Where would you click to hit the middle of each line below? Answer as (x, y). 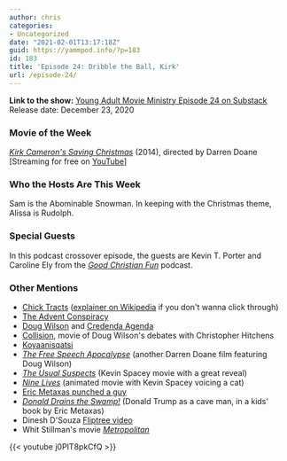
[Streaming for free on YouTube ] (68, 161)
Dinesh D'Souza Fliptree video (77, 420)
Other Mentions (44, 287)
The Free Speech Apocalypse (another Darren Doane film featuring (144, 354)
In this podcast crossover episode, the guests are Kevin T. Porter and (136, 255)
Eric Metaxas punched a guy (74, 392)
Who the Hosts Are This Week (75, 184)
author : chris (35, 17)
